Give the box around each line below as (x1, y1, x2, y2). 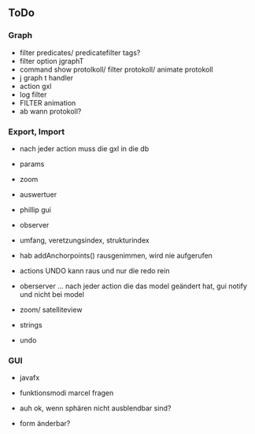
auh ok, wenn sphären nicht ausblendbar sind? (19, 403, 172, 413)
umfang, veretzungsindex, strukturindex (19, 236, 150, 245)
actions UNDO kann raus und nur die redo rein (19, 265, 170, 275)
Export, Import (8, 126, 65, 137)
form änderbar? (19, 419, 71, 428)
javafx (19, 373, 40, 383)
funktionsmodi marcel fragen (19, 388, 114, 398)
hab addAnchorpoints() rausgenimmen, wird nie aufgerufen (19, 250, 213, 260)
